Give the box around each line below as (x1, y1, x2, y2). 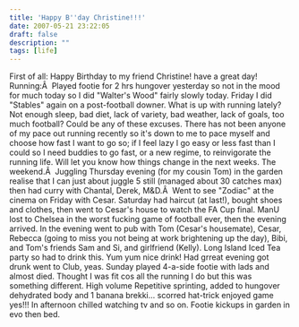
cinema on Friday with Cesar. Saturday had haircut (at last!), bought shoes (9, 194, 283, 206)
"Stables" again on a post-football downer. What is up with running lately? (9, 99, 282, 110)
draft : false (9, 30, 58, 39)
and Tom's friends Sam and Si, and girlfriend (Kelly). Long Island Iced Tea (9, 243, 281, 254)
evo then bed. (9, 309, 61, 320)
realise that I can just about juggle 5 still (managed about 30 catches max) (9, 176, 283, 186)
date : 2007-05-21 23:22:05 (9, 22, 110, 30)
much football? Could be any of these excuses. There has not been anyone (9, 118, 286, 130)
